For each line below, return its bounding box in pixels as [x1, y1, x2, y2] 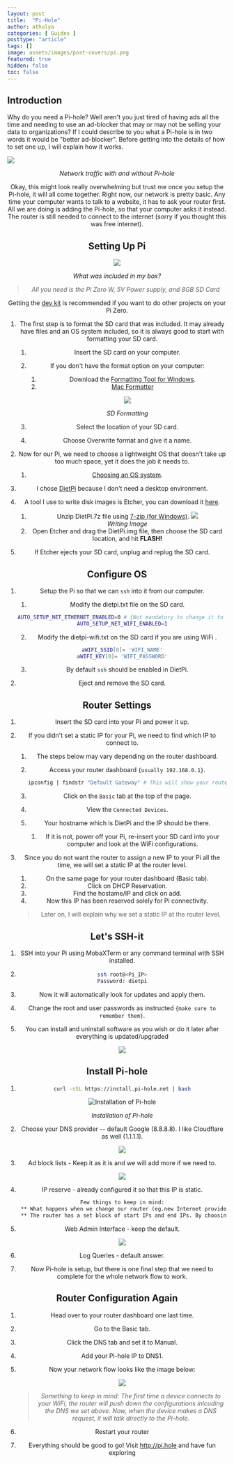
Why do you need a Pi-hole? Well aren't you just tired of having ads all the [7, 113, 219, 121]
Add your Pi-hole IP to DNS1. [81, 1352, 164, 1360]
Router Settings [82, 699, 152, 711]
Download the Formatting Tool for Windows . [69, 375, 196, 384]
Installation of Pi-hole [91, 1111, 153, 1120]
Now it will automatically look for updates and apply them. [39, 990, 205, 998]
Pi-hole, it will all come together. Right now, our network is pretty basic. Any [8, 190, 226, 199]
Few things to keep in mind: [79, 1199, 165, 1206]
